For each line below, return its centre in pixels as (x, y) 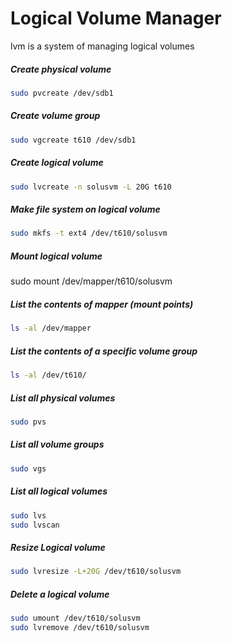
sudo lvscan (35, 525)
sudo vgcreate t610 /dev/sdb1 (73, 140)
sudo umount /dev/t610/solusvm (75, 618)
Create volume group (55, 116)
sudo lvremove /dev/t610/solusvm (80, 628)
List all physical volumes (63, 398)
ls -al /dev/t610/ (48, 375)
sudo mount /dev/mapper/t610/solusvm (91, 281)
